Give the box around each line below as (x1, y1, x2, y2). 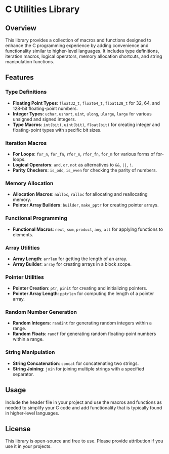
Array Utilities (5, 244, 40, 251)
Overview (5, 24, 37, 32)
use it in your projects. (5, 443, 52, 449)
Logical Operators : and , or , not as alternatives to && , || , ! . (12, 161, 133, 168)
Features (5, 73, 34, 82)
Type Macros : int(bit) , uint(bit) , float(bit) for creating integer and (12, 121, 160, 128)
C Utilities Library (5, 4, 80, 15)
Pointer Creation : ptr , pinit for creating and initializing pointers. (12, 285, 148, 292)
